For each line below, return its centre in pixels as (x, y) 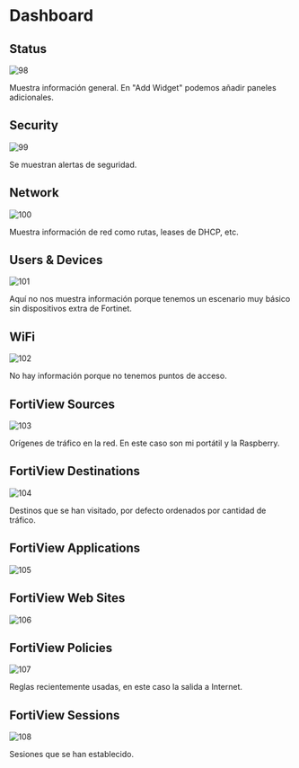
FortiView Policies (61, 648)
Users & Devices (56, 260)
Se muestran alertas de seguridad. (73, 164)
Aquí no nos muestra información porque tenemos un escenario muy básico (150, 299)
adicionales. (31, 97)
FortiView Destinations (75, 471)
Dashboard (52, 16)
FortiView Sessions (65, 715)
